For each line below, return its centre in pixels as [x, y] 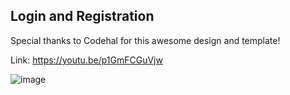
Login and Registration [82, 16]
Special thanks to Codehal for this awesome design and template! [145, 40]
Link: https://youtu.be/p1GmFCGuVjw [86, 60]
